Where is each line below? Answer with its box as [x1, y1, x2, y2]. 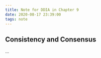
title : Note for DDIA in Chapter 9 [5, 7, 79, 12]
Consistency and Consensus [5, 35, 97, 43]
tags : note [5, 16, 28, 21]
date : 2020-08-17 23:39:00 [5, 12, 61, 17]
